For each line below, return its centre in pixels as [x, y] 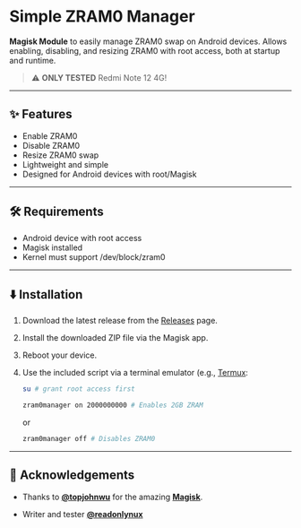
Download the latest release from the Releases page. [120, 321]
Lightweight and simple [65, 164]
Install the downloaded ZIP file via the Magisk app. [115, 338]
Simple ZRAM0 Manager [102, 17]
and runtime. [33, 60]
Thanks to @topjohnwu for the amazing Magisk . [112, 497]
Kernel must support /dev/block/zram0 [94, 256]
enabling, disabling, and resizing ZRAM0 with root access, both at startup [145, 50]
